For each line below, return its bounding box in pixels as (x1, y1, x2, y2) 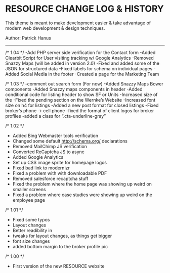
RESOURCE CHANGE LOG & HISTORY (5, 3, 164, 15)
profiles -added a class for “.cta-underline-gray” (5, 113, 106, 119)
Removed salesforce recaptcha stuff (12, 175, 89, 181)
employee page (12, 197, 46, 203)
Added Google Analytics (12, 154, 64, 160)
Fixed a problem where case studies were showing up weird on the (12, 192, 153, 198)
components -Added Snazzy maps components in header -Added (5, 86, 143, 92)
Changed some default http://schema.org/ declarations (12, 138, 128, 144)
